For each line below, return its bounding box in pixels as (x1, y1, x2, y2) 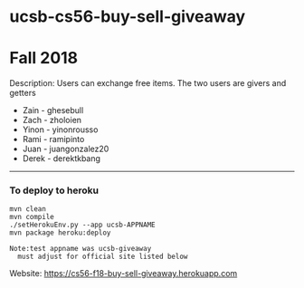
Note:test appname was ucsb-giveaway (9, 245, 152, 254)
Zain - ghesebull (22, 105, 84, 116)
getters (9, 88, 36, 99)
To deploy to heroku (9, 184, 100, 197)
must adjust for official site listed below (17, 252, 188, 262)
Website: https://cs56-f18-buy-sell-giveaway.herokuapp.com (9, 268, 238, 279)
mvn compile (9, 213, 54, 222)
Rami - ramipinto (22, 134, 85, 145)
